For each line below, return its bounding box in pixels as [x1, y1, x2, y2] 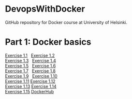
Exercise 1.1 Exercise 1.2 [5, 52, 55, 58]
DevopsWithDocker [5, 3, 86, 15]
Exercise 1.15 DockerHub [5, 88, 54, 94]
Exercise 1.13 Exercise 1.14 [5, 83, 57, 89]
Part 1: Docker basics [5, 36, 91, 48]
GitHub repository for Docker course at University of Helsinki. [5, 19, 128, 25]
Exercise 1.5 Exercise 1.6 [5, 63, 56, 68]
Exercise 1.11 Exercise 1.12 [5, 78, 56, 84]
